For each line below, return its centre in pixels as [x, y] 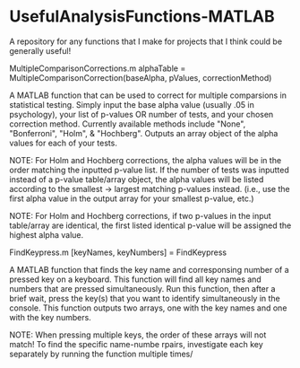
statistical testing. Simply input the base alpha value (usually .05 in [132, 104]
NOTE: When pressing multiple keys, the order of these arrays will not [138, 335]
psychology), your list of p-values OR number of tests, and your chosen [141, 114]
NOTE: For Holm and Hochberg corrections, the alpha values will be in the [146, 160]
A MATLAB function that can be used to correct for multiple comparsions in [148, 95]
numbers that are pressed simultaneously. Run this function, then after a [142, 288]
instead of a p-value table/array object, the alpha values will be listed [137, 179]
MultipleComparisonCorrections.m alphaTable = [98, 68]
